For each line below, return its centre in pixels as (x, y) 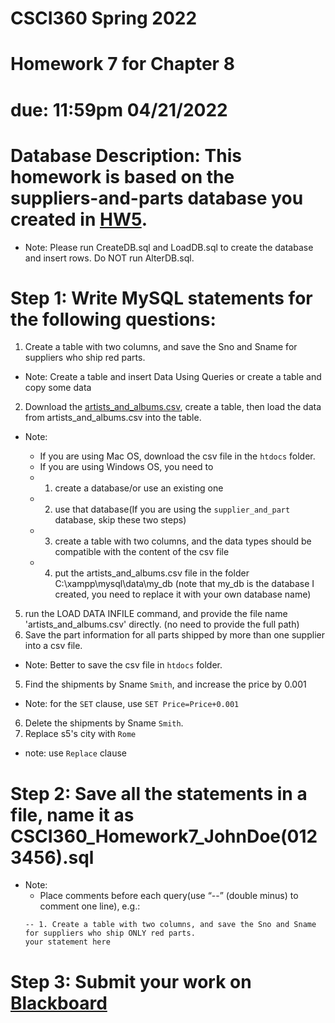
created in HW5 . (79, 219)
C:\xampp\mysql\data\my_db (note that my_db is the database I (184, 584)
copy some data (58, 388)
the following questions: (113, 319)
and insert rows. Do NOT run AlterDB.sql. (109, 258)
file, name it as (72, 814)
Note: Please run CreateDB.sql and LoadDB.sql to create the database (169, 247)
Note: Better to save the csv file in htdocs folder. (123, 665)
